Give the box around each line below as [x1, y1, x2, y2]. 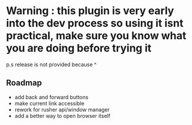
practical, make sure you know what [6, 29, 187, 42]
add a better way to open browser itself [14, 112, 111, 119]
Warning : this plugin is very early [6, 4, 174, 18]
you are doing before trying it [6, 42, 152, 55]
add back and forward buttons [14, 93, 88, 100]
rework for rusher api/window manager [14, 106, 110, 113]
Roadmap [6, 78, 42, 88]
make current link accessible [14, 100, 85, 107]
